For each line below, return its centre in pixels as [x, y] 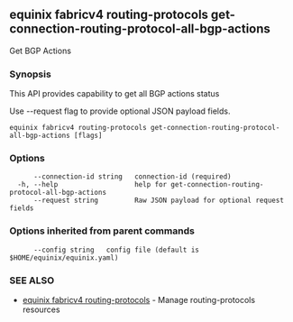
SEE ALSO [32, 281]
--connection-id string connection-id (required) [132, 177]
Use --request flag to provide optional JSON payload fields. [120, 111]
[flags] [88, 136]
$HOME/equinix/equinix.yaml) [64, 258]
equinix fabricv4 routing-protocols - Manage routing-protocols [138, 300]
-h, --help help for [92, 185]
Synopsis [30, 74]
